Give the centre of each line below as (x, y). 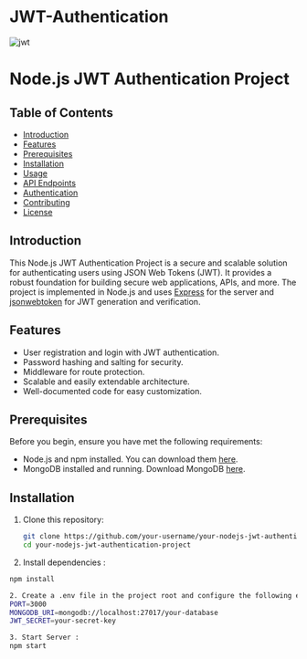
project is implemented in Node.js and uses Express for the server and (142, 292)
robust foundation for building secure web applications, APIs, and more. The (153, 282)
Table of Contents (62, 113)
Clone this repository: (63, 520)
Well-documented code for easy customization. (112, 391)
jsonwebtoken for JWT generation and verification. (105, 301)
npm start (28, 646)
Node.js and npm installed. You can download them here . (130, 459)
